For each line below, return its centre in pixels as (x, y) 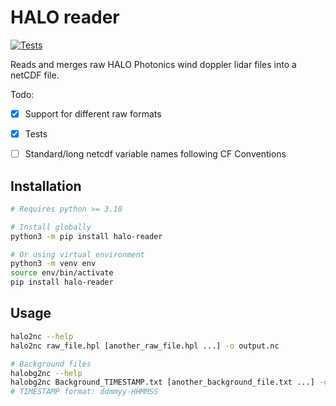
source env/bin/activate (62, 273)
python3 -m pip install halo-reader (86, 236)
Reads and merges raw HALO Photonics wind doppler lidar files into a (153, 64)
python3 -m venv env (53, 264)
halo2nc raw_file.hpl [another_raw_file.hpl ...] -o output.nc (145, 346)
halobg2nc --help (46, 373)
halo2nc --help (42, 336)
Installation (46, 186)
